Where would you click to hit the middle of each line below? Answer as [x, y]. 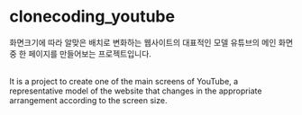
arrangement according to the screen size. [88, 100]
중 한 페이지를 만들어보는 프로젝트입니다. [80, 53]
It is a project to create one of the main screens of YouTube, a [124, 81]
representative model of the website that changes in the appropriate [136, 91]
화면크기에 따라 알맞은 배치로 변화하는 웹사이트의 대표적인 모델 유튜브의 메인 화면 [151, 42]
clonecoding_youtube [92, 17]
